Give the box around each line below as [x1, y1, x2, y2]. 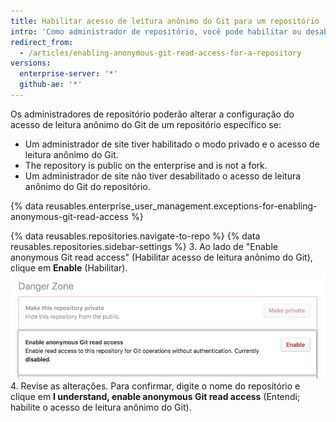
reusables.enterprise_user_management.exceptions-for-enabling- [45, 200, 318, 212]
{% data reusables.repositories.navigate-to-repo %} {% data [10, 230, 261, 242]
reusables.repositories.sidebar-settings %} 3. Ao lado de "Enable [10, 240, 278, 252]
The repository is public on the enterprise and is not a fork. [24, 159, 268, 171]
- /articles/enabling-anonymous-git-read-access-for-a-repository [19, 48, 302, 58]
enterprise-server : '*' [19, 69, 118, 79]
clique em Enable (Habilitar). [10, 261, 128, 274]
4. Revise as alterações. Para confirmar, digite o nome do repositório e [10, 380, 301, 392]
